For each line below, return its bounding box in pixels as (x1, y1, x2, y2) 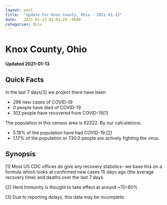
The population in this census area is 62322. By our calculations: (5, 119, 142, 125)
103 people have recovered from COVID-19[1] (12, 110, 109, 116)
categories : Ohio (5, 21, 42, 27)
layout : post (5, 7, 33, 13)
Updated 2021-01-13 (5, 61, 50, 67)
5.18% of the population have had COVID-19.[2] (12, 130, 112, 136)
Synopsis (5, 150, 36, 159)
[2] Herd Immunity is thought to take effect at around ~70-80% (5, 184, 138, 190)
